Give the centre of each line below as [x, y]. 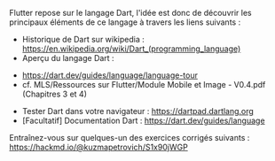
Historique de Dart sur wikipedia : [83, 39]
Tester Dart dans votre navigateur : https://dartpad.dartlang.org [138, 111]
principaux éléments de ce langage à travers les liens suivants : [125, 22]
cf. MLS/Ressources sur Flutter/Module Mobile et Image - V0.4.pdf [144, 84]
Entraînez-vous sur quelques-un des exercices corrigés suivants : [130, 138]
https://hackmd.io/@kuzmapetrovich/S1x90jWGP [98, 147]
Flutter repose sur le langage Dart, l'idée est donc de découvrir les [130, 13]
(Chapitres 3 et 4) [54, 94]
